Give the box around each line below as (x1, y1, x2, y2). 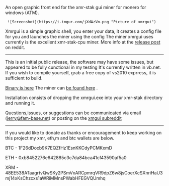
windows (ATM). (5, 10, 39, 16)
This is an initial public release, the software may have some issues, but (5, 59, 154, 65)
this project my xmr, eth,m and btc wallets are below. (5, 135, 115, 141)
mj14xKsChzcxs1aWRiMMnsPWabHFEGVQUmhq (5, 175, 106, 181)
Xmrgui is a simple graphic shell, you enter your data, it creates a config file (5, 28, 162, 34)
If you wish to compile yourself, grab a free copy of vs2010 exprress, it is (5, 70, 156, 75)
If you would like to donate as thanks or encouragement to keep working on (5, 130, 162, 135)
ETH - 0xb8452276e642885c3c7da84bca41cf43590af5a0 (5, 155, 127, 161)
